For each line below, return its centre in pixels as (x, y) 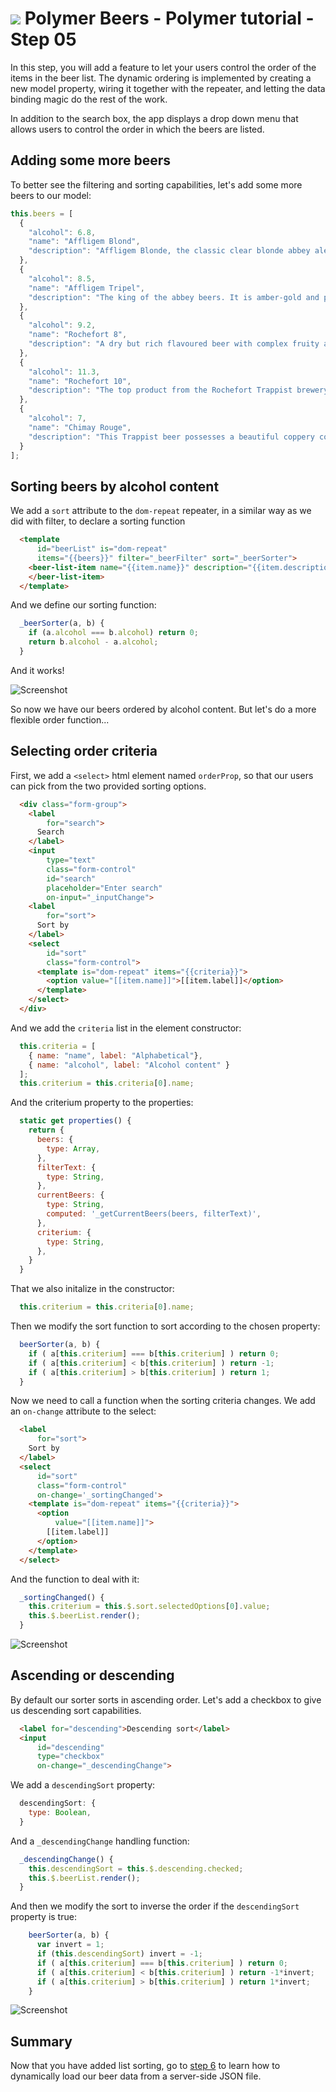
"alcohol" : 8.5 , (62, 278)
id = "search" (71, 878)
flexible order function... (60, 719)
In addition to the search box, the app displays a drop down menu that (154, 118)
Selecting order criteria (84, 751)
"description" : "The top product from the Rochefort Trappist (160, 390)
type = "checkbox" (70, 1757)
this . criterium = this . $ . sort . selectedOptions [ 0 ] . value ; (149, 1607)
